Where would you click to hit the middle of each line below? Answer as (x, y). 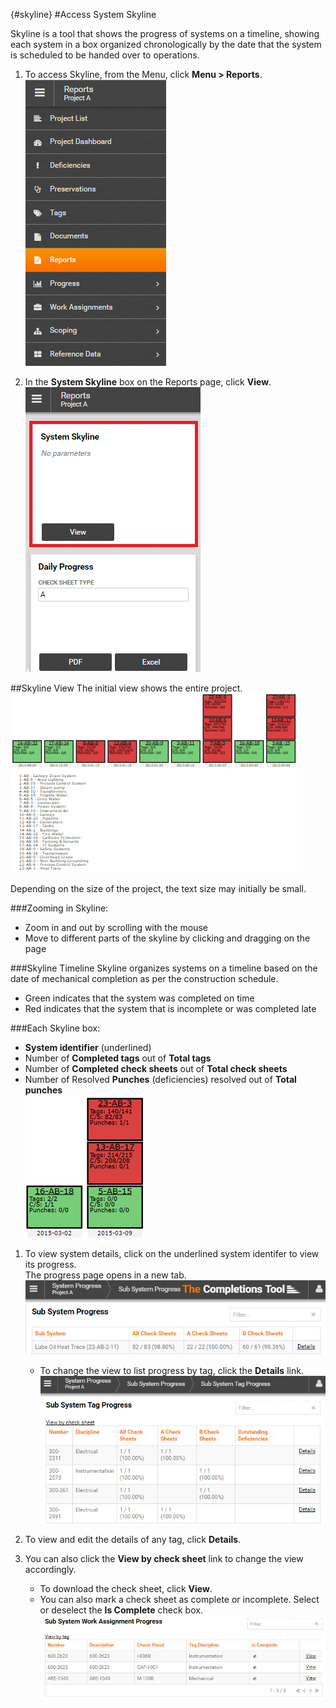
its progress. (50, 1264)
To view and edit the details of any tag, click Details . (133, 1539)
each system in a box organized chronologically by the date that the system (166, 44)
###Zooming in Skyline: (59, 908)
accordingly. (50, 1569)
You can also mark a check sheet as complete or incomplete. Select (179, 1599)
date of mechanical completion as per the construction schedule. (144, 978)
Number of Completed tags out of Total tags (118, 1058)
